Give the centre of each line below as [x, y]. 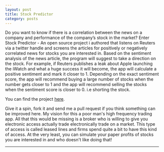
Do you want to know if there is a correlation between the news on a [74, 33]
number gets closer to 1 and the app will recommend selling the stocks [76, 85]
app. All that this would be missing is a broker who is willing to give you [76, 119]
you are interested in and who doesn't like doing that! [59, 140]
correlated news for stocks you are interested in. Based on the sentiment [78, 53]
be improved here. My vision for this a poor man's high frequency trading [79, 114]
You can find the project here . [35, 99]
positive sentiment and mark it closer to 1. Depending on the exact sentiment [82, 74]
